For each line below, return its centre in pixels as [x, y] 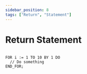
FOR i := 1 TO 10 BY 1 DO [33, 58]
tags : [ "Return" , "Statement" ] [38, 15]
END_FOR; [14, 66]
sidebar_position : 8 [27, 10]
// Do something [27, 62]
